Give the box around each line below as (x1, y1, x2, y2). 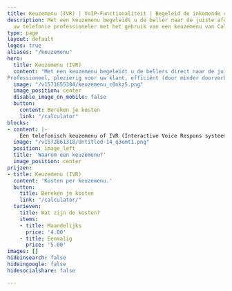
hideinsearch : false (7, 254, 67, 261)
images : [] (7, 248, 39, 255)
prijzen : (7, 164, 32, 171)
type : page (7, 29, 39, 37)
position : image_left (13, 145, 76, 152)
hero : (7, 55, 23, 62)
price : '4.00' (25, 229, 67, 236)
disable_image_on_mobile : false (13, 94, 107, 101)
